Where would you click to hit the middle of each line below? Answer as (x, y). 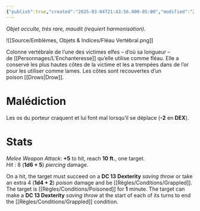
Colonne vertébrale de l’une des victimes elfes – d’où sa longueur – (88, 52)
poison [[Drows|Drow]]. (35, 77)
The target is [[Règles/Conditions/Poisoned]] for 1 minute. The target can (96, 189)
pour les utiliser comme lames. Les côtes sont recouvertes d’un (84, 71)
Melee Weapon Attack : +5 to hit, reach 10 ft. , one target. (76, 158)
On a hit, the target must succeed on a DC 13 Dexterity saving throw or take (100, 176)
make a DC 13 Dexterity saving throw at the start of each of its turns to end (99, 195)
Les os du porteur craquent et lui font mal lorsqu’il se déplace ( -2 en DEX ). (98, 117)
